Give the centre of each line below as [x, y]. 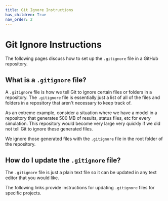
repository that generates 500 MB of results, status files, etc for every [78, 118]
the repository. [20, 144]
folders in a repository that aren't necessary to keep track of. [69, 103]
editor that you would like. [32, 178]
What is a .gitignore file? [46, 80]
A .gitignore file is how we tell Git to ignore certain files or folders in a [79, 92]
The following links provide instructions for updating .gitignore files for [80, 187]
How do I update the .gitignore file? [63, 160]
